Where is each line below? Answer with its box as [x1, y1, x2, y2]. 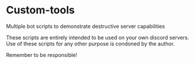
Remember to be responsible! [6, 51, 77, 58]
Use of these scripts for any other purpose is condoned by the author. [6, 40, 175, 47]
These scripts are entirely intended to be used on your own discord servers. [6, 34, 189, 41]
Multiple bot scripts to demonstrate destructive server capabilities [6, 23, 165, 30]
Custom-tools [6, 3, 75, 17]
